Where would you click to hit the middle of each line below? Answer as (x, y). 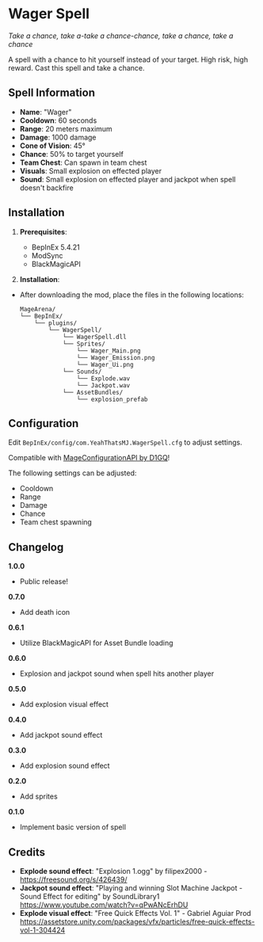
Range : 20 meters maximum (66, 128)
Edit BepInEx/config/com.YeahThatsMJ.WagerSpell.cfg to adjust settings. (126, 442)
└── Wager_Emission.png (116, 357)
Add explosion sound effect (65, 766)
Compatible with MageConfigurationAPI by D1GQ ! (89, 458)
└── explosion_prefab (112, 399)
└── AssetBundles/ (93, 392)
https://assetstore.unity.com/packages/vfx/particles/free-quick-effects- (137, 921)
